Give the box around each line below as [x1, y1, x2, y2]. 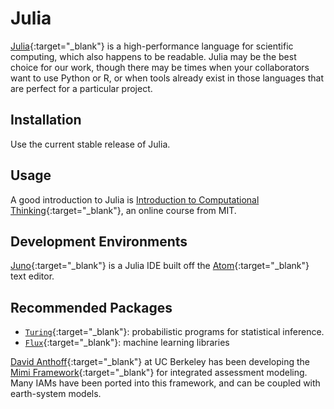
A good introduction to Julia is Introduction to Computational [10, 193, 260, 206]
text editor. [10, 270, 55, 282]
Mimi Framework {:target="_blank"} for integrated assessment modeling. [10, 367, 308, 379]
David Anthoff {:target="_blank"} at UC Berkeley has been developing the [10, 356, 310, 368]
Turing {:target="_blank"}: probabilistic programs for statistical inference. [24, 326, 325, 338]
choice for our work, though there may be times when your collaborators [10, 61, 310, 73]
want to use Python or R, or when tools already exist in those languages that [10, 72, 325, 84]
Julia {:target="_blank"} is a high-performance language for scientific [10, 40, 294, 52]
